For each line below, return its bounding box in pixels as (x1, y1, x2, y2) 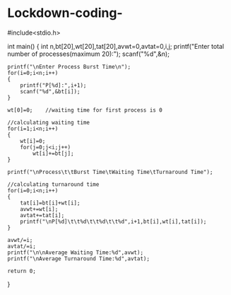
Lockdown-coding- (7, 5, 123, 21)
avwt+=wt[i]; (20, 205, 59, 213)
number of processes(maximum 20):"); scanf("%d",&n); (7, 50, 170, 58)
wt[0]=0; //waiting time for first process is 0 (7, 106, 162, 114)
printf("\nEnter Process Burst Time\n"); (7, 63, 131, 70)
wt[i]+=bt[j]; (32, 150, 74, 157)
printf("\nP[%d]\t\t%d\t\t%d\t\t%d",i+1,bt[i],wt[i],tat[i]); (20, 218, 207, 225)
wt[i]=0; (20, 137, 46, 144)
